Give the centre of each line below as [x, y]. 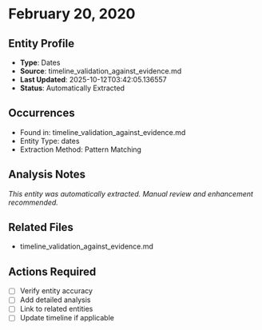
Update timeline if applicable [67, 318]
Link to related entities [56, 309]
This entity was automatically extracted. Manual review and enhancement [131, 193]
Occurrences [42, 113]
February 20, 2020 [72, 14]
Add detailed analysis [55, 300]
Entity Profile [41, 44]
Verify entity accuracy [56, 291]
